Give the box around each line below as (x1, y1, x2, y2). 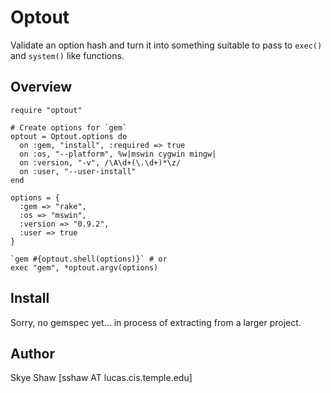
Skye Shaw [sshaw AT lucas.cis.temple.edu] (10, 372, 193, 384)
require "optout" (10, 105, 83, 115)
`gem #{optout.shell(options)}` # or (10, 254, 168, 264)
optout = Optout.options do (10, 131, 128, 141)
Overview (10, 79, 73, 96)
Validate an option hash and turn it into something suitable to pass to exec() (10, 39, 323, 51)
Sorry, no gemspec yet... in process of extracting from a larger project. (10, 316, 302, 328)
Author (10, 345, 55, 362)
